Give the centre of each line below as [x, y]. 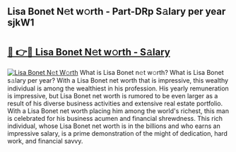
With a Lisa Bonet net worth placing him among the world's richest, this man [118, 111]
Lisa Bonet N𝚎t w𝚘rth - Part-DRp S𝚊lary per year [117, 12]
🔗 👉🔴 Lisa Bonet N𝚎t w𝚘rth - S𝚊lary [89, 52]
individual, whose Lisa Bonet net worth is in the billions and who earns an [114, 126]
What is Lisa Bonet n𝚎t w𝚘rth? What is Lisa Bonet [152, 72]
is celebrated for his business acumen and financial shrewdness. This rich [115, 118]
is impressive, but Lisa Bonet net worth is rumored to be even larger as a [113, 96]
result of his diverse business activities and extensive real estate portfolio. [115, 103]
